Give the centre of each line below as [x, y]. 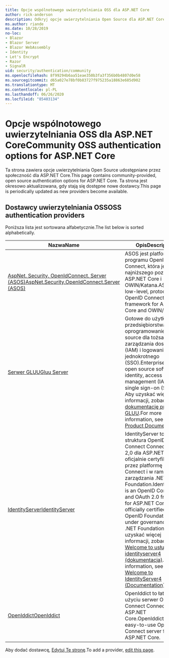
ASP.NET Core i [143, 279]
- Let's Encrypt [22, 57]
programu [137, 260]
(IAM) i [133, 350]
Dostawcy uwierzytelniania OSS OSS [63, 207]
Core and [136, 310]
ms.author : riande [24, 24]
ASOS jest [137, 254]
